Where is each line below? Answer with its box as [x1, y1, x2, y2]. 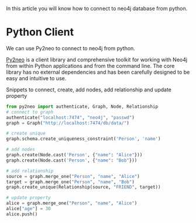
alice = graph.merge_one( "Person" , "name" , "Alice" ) [6, 200, 137, 207]
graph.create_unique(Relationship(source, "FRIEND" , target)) [6, 184, 161, 190]
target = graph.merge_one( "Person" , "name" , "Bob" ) [6, 179, 135, 185]
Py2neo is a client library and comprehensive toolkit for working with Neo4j [6, 56, 188, 63]
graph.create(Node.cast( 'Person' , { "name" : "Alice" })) [6, 152, 143, 158]
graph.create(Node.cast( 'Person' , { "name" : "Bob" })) [6, 157, 137, 163]
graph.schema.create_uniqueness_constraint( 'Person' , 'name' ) [6, 136, 161, 142]
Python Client [6, 26, 74, 39]
